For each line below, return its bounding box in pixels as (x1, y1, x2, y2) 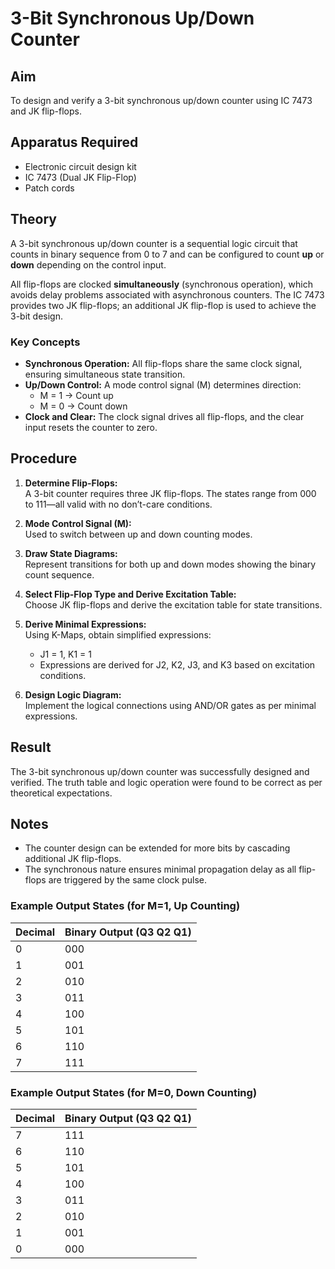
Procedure (10, 450, 78, 467)
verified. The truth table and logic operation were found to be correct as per (10, 776, 323, 788)
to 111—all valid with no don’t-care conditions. (24, 498, 213, 510)
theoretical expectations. (10, 787, 113, 799)
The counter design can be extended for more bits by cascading (24, 842, 291, 854)
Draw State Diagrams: (24, 547, 118, 559)
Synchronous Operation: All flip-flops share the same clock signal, (24, 357, 303, 369)
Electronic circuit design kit (24, 160, 137, 172)
